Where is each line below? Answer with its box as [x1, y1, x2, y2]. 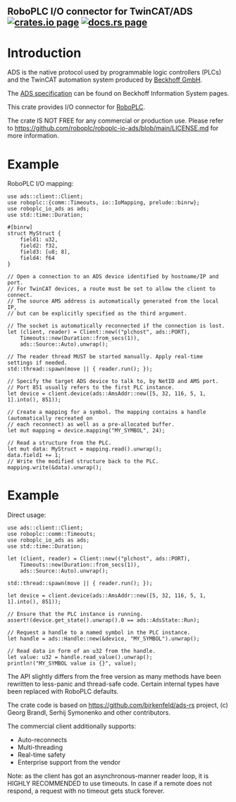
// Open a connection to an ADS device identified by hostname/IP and [7, 273, 219, 280]
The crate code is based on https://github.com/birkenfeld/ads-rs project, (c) [7, 701, 229, 710]
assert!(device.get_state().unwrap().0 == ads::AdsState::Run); [7, 617, 200, 624]
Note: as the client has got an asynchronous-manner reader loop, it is [7, 772, 209, 780]
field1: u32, [20, 236, 58, 244]
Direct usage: [7, 510, 46, 520]
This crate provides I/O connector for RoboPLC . [7, 103, 146, 111]
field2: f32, [20, 242, 58, 249]
